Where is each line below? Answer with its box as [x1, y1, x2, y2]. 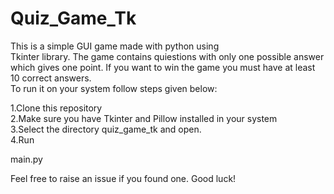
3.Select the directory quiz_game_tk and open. [10, 123, 202, 135]
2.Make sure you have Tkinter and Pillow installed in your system [10, 112, 278, 124]
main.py [10, 153, 43, 165]
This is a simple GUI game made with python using [10, 40, 220, 52]
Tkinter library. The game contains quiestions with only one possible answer [10, 50, 325, 62]
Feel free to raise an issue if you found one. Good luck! [10, 172, 237, 184]
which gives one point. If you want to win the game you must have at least [10, 61, 316, 73]
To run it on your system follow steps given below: [10, 82, 218, 94]
